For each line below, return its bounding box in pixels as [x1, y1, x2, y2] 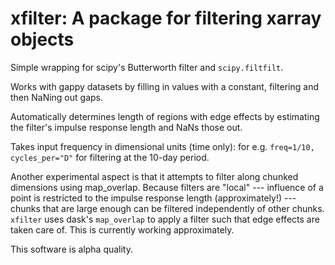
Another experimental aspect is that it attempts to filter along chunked [10, 170, 299, 182]
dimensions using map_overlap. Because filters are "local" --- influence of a [10, 181, 324, 193]
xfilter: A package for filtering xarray [10, 7, 322, 30]
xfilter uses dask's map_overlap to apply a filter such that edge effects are [10, 213, 320, 225]
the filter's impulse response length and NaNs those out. [10, 121, 243, 133]
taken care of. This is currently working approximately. [10, 223, 235, 236]
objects [10, 28, 75, 51]
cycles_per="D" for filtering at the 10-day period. [10, 151, 210, 163]
